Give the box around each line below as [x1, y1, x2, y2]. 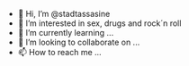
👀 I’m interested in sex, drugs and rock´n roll [17, 18, 182, 29]
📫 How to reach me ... [17, 47, 102, 57]
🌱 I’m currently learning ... [17, 28, 114, 37]
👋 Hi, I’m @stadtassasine [17, 9, 111, 19]
